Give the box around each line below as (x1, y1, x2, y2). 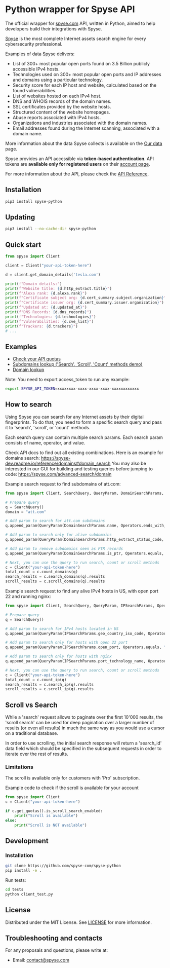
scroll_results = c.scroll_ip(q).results (5, 687, 94, 692)
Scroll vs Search (5, 700, 58, 709)
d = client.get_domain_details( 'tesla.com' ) (5, 272, 101, 277)
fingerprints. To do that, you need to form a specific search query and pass (5, 419, 162, 425)
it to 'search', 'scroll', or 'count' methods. (5, 424, 91, 430)
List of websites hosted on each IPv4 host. (12, 93, 102, 99)
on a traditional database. (5, 730, 59, 736)
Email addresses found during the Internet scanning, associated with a (12, 125, 160, 131)
